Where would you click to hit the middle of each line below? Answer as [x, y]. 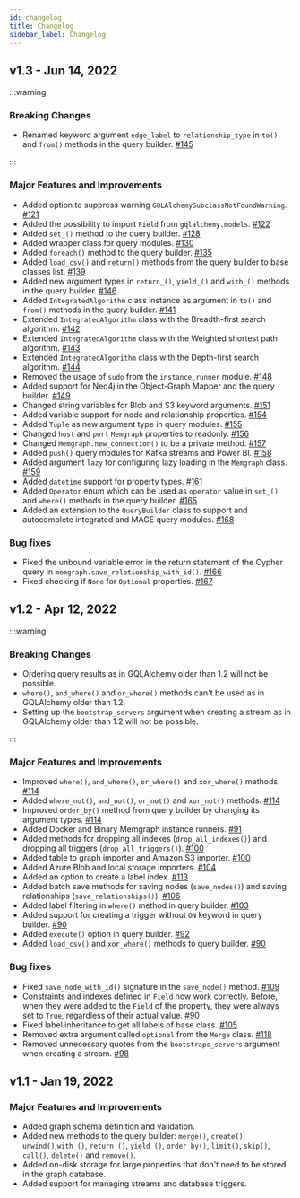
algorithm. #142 [51, 328]
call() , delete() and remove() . [79, 1155]
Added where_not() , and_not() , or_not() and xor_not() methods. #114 [151, 800]
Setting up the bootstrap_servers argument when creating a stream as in [156, 712]
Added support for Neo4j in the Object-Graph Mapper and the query [148, 386]
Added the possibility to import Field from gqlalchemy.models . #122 [146, 223]
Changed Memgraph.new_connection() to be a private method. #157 [144, 443]
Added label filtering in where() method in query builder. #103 [135, 905]
